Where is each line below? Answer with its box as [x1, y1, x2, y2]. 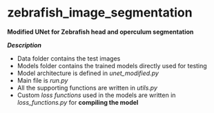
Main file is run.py [17, 76, 68, 84]
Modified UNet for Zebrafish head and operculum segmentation [7, 28, 194, 36]
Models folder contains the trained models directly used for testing [17, 61, 207, 70]
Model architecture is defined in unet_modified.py [17, 69, 159, 77]
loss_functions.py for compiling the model [17, 98, 139, 106]
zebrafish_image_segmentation [7, 5, 193, 21]
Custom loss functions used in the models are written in [17, 91, 176, 99]
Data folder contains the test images [17, 54, 121, 63]
